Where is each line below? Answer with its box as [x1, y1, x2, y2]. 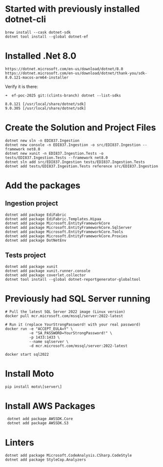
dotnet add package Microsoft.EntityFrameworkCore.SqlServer [5, 225, 132, 230]
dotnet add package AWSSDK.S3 [7, 421, 69, 426]
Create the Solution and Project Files [5, 122, 156, 133]
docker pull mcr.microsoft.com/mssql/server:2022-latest [5, 313, 123, 318]
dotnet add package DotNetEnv [5, 238, 67, 243]
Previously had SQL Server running [5, 293, 150, 304]
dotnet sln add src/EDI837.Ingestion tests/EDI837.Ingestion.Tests [5, 160, 145, 164]
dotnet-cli [5, 14, 46, 25]
